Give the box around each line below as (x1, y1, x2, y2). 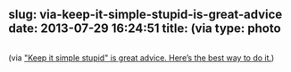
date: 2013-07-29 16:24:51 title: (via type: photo (8, 21, 282, 36)
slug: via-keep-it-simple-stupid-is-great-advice (8, 7, 283, 22)
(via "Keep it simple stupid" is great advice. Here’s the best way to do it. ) (8, 52, 275, 63)
